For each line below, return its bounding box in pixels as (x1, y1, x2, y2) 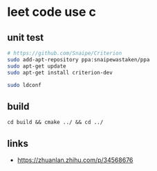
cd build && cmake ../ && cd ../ (7, 119, 104, 126)
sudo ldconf (7, 81, 41, 88)
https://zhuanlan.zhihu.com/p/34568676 (17, 156, 133, 164)
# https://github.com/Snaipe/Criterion (7, 50, 122, 57)
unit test (7, 32, 44, 43)
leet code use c (7, 4, 97, 20)
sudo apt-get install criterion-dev (7, 69, 113, 76)
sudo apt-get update (7, 63, 67, 70)
